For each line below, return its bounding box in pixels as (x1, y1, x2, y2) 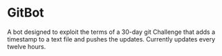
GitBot (7, 5, 44, 21)
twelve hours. (7, 42, 46, 50)
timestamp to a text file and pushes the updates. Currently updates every (7, 35, 216, 43)
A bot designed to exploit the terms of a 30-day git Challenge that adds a (7, 28, 216, 36)
